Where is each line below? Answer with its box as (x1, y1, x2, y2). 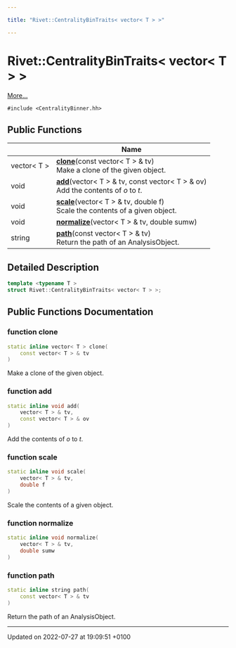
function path (7, 571, 55, 580)
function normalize (7, 518, 74, 528)
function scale (7, 452, 58, 462)
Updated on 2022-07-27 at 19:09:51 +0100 (7, 633, 131, 641)
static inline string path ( (7, 586, 90, 593)
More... (7, 91, 28, 99)
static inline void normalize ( (7, 534, 99, 542)
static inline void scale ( (7, 469, 86, 476)
